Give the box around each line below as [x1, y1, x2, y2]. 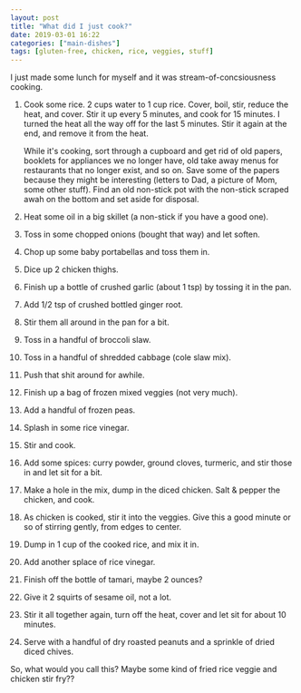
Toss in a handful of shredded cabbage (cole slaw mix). [23, 352, 232, 363]
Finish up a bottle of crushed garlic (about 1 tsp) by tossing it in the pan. [23, 282, 292, 293]
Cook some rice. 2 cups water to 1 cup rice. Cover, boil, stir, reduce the [23, 99, 289, 110]
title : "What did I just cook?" [10, 22, 132, 31]
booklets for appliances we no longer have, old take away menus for [23, 155, 279, 166]
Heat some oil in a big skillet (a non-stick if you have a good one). [23, 211, 269, 222]
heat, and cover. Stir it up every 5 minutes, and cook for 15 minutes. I [23, 109, 280, 120]
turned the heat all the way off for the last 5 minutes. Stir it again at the [23, 119, 287, 130]
